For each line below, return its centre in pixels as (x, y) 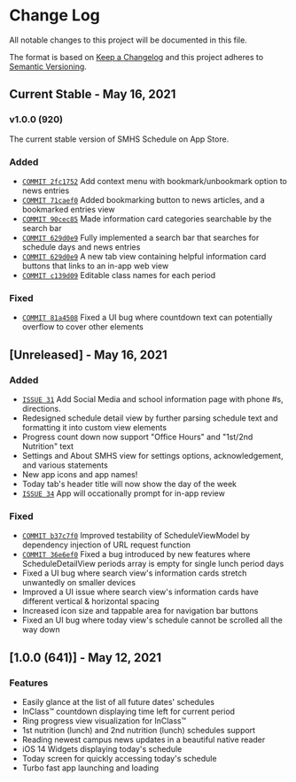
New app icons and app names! (80, 474)
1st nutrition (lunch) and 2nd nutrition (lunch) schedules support (138, 730)
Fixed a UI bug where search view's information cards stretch (134, 573)
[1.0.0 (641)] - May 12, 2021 (86, 658)
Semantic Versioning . (48, 66)
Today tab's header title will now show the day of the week (129, 484)
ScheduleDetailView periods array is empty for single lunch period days (153, 564)
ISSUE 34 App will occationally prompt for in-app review (124, 493)
